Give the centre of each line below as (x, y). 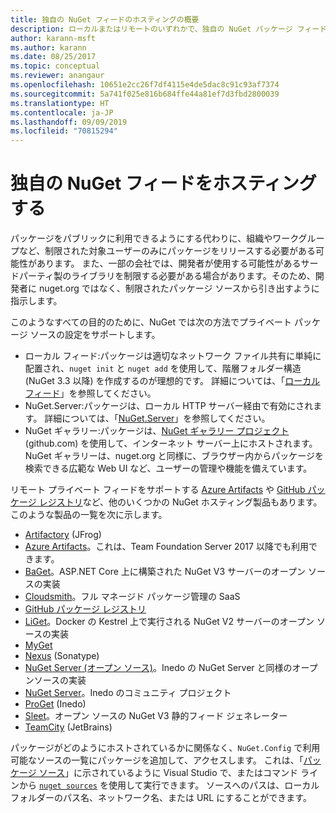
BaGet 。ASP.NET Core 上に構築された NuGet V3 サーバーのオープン (165, 572)
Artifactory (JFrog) (63, 535)
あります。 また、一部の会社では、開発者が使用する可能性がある (169, 263)
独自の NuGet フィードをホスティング (163, 183)
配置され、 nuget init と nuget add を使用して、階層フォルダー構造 (163, 368)
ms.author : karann (48, 47)
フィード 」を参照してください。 (90, 393)
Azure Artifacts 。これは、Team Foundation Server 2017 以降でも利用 (166, 547)
